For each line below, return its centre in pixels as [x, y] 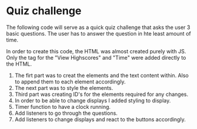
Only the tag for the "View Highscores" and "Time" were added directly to [96, 57]
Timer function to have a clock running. [63, 107]
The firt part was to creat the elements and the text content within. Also [102, 75]
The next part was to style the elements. [64, 88]
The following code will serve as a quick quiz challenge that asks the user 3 [98, 27]
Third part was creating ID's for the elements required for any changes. [101, 94]
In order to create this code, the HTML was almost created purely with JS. [96, 51]
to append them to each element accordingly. [70, 82]
